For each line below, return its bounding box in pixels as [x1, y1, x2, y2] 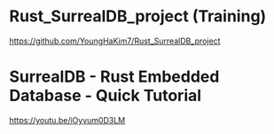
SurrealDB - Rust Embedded [9, 67, 220, 87]
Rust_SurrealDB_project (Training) [9, 6, 267, 27]
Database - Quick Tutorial [9, 86, 202, 106]
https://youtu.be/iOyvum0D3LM [9, 114, 126, 125]
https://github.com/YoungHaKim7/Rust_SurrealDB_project [9, 35, 221, 46]
